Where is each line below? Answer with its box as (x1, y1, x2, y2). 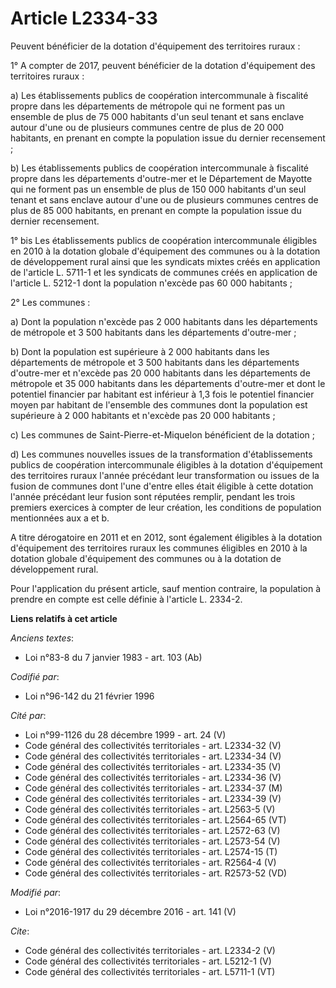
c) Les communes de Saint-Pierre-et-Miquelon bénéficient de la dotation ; (10, 428, 315, 441)
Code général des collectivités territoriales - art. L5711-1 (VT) (24, 965, 276, 977)
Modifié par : (10, 886, 62, 898)
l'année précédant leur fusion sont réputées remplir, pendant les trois (10, 490, 296, 502)
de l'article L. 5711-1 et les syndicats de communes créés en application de (10, 266, 318, 278)
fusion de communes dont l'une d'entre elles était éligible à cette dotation (10, 480, 314, 492)
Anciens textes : (10, 632, 75, 644)
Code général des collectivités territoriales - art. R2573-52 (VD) (24, 867, 288, 879)
